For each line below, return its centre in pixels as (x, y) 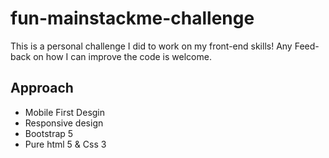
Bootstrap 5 (49, 133)
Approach (42, 88)
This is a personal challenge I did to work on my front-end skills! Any (151, 46)
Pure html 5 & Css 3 (65, 144)
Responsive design (64, 123)
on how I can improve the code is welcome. (122, 56)
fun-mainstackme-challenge (132, 18)
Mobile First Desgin (65, 112)
